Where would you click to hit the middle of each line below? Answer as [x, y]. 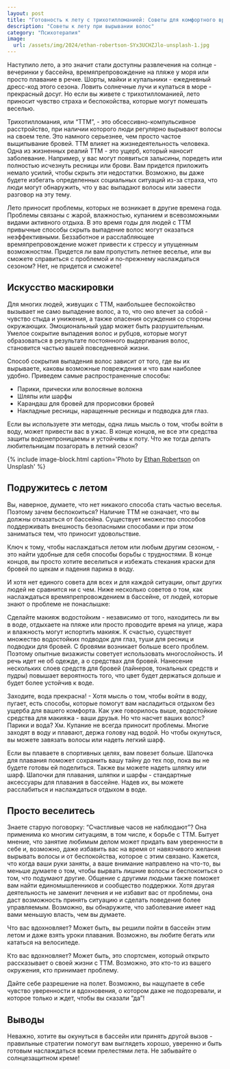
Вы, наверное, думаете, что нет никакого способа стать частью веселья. [115, 504]
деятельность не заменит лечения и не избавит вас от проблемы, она [110, 893]
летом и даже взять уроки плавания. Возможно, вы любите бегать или [111, 935]
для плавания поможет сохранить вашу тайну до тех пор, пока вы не [108, 760]
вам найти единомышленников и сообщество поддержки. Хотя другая [111, 885]
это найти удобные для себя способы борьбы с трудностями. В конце [110, 554]
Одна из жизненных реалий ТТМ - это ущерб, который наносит [100, 151]
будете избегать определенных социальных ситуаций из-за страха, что [112, 180]
